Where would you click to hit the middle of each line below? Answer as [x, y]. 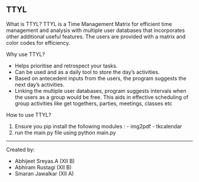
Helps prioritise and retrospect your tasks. [66, 66]
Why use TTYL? [26, 54]
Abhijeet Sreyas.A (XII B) [45, 161]
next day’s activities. [39, 84]
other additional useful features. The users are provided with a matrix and [96, 36]
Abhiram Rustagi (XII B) [43, 167]
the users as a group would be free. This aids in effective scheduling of [101, 97]
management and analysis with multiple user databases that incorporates [96, 30]
